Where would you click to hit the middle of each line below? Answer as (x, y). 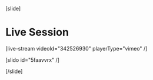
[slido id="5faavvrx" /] (33, 60)
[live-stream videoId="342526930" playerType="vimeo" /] (76, 48)
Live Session (37, 32)
